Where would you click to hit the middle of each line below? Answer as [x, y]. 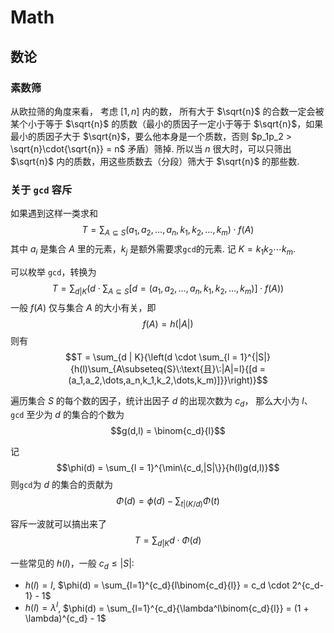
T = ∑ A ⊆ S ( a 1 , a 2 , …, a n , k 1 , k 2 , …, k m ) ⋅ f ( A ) [168, 231]
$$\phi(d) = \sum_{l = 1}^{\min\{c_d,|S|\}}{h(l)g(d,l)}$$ [168, 468]
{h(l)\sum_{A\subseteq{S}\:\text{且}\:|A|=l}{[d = [168, 368]
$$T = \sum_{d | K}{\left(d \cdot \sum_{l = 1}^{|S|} [168, 357]
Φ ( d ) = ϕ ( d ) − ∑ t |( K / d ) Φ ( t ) [168, 502]
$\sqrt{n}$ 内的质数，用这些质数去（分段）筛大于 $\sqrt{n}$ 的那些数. [155, 161]
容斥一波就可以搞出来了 [58, 524]
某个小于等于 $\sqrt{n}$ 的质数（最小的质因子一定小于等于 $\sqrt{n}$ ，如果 [167, 123]
